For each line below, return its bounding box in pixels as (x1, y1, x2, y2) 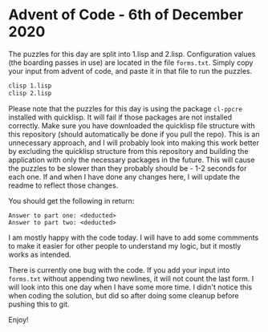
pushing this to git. (8, 299, 70, 309)
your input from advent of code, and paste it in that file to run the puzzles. (8, 66, 253, 75)
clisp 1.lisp (8, 82, 52, 90)
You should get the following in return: (8, 196, 135, 205)
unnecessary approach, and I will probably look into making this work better (8, 138, 259, 148)
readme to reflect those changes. (8, 180, 119, 190)
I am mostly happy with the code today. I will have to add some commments (8, 233, 259, 242)
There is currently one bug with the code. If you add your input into (8, 265, 230, 274)
